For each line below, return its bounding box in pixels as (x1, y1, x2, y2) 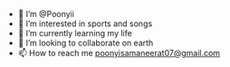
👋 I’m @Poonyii (17, 9, 75, 19)
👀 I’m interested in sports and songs (17, 18, 153, 29)
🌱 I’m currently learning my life (17, 28, 133, 38)
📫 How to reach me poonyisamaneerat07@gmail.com (17, 48, 220, 58)
